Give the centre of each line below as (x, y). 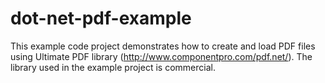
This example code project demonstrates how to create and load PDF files (163, 46)
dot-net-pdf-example (101, 18)
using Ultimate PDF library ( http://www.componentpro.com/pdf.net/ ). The (161, 56)
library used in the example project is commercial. (113, 67)
